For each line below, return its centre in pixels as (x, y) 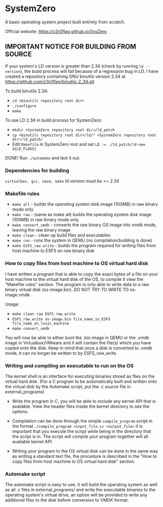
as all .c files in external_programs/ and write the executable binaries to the (80, 490)
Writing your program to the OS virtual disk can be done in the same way (85, 451)
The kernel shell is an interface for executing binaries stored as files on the (80, 376)
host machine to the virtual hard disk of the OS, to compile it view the (74, 279)
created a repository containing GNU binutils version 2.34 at (65, 76)
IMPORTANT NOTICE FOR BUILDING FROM (71, 47)
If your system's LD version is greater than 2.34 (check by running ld (74, 66)
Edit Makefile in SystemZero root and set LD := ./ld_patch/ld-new (79, 144)
